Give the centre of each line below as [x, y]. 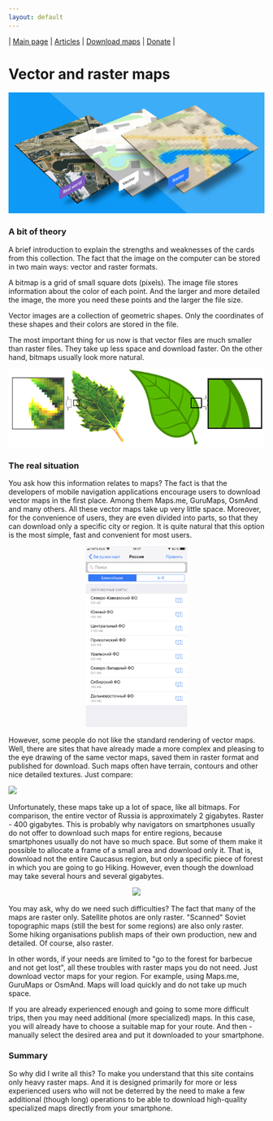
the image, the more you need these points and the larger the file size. [126, 300]
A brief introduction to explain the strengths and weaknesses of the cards [132, 249]
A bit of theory [37, 232]
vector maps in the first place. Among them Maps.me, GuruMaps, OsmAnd [133, 500]
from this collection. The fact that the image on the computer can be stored [134, 258]
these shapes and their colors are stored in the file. [93, 324]
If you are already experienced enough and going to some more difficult [129, 1009]
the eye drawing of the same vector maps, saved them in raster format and [134, 757]
